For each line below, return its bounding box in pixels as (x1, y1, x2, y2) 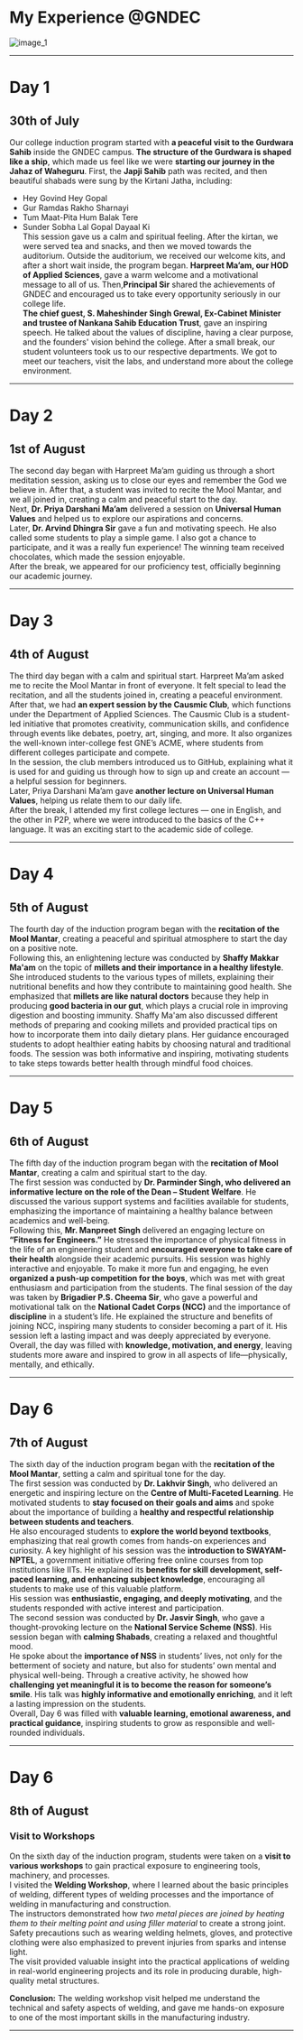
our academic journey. (9, 570, 93, 581)
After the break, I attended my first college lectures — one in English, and (9, 804, 282, 815)
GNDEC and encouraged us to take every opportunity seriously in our (22, 288, 281, 300)
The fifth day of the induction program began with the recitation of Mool (9, 1158, 280, 1168)
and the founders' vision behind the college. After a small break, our (22, 337, 276, 347)
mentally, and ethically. (9, 1359, 95, 1370)
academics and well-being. (9, 1214, 110, 1225)
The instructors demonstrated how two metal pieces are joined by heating (9, 1907, 285, 1919)
